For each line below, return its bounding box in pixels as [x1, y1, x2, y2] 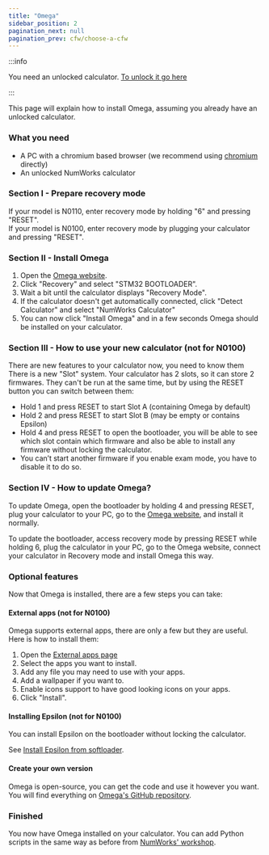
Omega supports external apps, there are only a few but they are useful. [8, 625, 249, 635]
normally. [8, 518, 40, 528]
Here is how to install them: [8, 634, 99, 644]
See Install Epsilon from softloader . [8, 745, 124, 755]
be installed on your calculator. [19, 322, 123, 332]
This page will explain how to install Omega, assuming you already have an [8, 103, 258, 113]
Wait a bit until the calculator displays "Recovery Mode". [19, 288, 208, 297]
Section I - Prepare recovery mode [8, 187, 146, 199]
